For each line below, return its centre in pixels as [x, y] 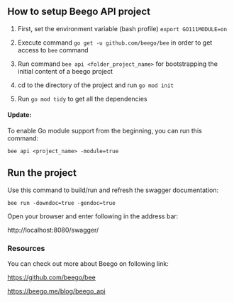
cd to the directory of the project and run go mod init [96, 85]
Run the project [42, 173]
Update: [19, 115]
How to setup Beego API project [79, 12]
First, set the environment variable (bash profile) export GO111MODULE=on [122, 28]
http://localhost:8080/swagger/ [53, 230]
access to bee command [53, 50]
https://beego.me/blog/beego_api [56, 291]
